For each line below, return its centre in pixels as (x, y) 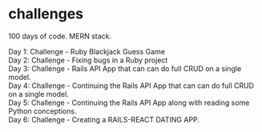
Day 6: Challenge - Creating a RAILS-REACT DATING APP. (104, 119)
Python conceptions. (42, 111)
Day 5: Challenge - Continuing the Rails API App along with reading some (129, 102)
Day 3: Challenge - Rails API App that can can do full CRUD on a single (125, 68)
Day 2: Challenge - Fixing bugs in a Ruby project (88, 60)
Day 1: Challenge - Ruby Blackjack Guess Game (87, 51)
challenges (46, 14)
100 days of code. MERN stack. (60, 36)
